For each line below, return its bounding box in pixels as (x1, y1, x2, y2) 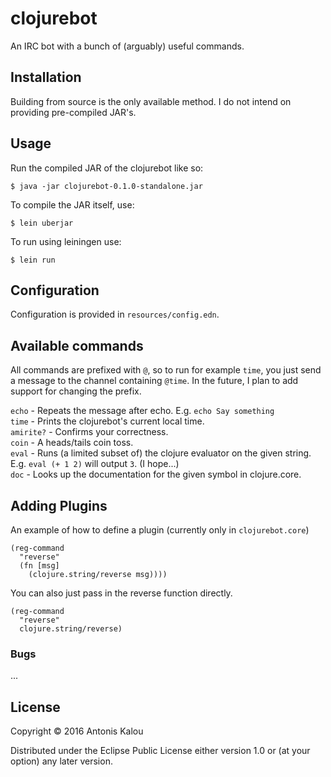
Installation (10, 69, 82, 86)
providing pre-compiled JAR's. (10, 106, 137, 118)
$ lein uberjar (10, 218, 74, 228)
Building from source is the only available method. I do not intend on (10, 95, 292, 107)
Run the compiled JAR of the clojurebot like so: (10, 162, 204, 174)
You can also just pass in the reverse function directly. (10, 587, 233, 599)
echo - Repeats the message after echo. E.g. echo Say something (10, 405, 275, 417)
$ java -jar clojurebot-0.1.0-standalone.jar (10, 181, 203, 191)
